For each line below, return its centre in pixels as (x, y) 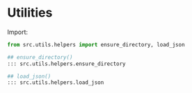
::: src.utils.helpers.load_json (56, 83)
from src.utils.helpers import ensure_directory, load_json (96, 44)
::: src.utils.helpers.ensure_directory (67, 64)
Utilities (30, 13)
